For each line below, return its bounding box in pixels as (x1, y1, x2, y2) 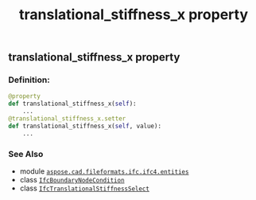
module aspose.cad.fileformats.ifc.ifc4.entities (19, 167, 189, 176)
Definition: (8, 74, 50, 85)
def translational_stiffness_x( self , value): (8, 122, 161, 130)
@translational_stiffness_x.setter (8, 115, 126, 123)
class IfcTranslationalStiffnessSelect (19, 183, 149, 193)
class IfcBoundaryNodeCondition (19, 175, 125, 185)
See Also (8, 148, 44, 159)
